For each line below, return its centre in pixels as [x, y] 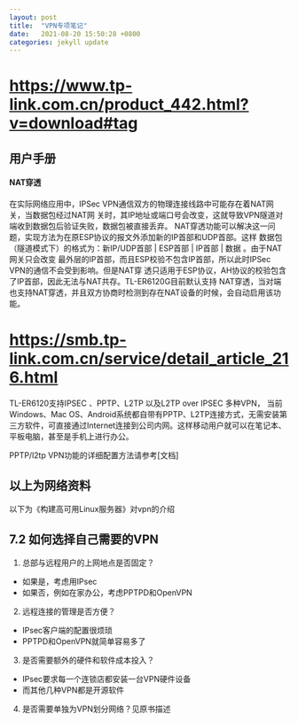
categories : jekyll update [59, 42]
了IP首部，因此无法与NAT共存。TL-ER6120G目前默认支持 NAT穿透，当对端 [145, 282]
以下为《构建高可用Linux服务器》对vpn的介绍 [92, 509]
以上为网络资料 [50, 486]
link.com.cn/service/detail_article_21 [149, 359]
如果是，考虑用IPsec [59, 581]
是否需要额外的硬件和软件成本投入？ [88, 660]
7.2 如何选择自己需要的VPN [84, 540]
